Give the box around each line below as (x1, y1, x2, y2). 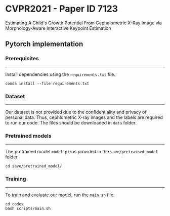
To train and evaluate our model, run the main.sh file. (5, 192, 115, 198)
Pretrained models (5, 132, 52, 139)
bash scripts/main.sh (5, 206, 51, 211)
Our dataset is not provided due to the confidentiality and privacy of (5, 109, 147, 115)
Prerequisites (5, 55, 39, 62)
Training (5, 176, 26, 183)
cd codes (5, 201, 24, 206)
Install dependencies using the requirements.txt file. (5, 71, 115, 77)
